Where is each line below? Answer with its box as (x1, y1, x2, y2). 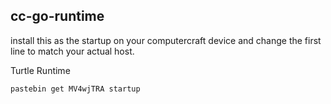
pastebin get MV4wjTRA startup (10, 84, 141, 94)
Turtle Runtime (10, 64, 71, 76)
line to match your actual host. (10, 45, 135, 57)
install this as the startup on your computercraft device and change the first (10, 34, 322, 46)
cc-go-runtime (10, 8, 105, 25)
